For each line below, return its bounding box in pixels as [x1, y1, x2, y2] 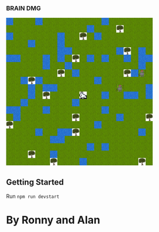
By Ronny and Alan [6, 214, 101, 227]
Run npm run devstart [6, 193, 60, 200]
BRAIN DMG [6, 4, 41, 12]
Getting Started [6, 177, 64, 187]
